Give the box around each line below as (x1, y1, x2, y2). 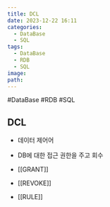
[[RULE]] (17, 193, 43, 201)
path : (7, 76, 23, 84)
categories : (7, 23, 42, 30)
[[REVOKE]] (17, 179, 51, 188)
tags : (7, 43, 23, 50)
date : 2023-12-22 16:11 (7, 17, 78, 24)
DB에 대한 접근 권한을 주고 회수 (17, 151, 104, 160)
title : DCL (7, 10, 39, 18)
